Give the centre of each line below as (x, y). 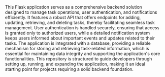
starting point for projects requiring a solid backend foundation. (69, 69)
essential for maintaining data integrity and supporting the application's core (82, 54)
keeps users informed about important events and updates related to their (80, 38)
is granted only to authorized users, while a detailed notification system (78, 33)
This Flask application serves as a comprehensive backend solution (74, 7)
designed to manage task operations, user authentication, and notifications (81, 12)
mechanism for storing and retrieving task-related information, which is (77, 48)
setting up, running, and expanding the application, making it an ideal (75, 64)
